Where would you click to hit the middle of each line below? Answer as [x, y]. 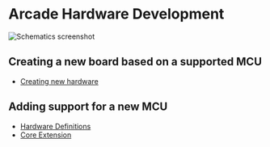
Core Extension [46, 135]
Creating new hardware [59, 81]
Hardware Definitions [55, 126]
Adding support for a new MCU [88, 107]
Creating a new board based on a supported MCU [135, 62]
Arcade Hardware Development [116, 14]
